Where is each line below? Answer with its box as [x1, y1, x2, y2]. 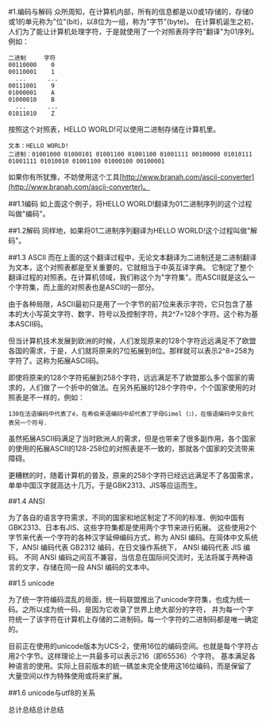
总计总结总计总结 [8, 705, 64, 714]
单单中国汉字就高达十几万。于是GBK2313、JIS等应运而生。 [8, 481, 202, 490]
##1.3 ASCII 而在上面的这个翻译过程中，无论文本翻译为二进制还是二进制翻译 [8, 253, 256, 262]
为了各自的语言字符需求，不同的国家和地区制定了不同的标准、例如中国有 [8, 513, 245, 522]
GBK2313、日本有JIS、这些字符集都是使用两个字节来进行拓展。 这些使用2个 [8, 523, 256, 532]
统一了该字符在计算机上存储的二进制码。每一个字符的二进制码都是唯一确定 [14, 615, 259, 624]
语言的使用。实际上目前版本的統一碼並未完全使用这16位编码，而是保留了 [14, 662, 253, 670]
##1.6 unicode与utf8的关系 [8, 688, 96, 697]
